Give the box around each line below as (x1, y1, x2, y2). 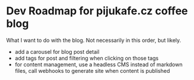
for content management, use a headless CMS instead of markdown (14, 61, 183, 68)
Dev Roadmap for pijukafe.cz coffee (6, 4, 188, 18)
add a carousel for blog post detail (14, 48, 100, 55)
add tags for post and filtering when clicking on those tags (14, 54, 159, 61)
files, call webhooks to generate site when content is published (14, 67, 170, 74)
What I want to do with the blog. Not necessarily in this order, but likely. (6, 36, 181, 44)
